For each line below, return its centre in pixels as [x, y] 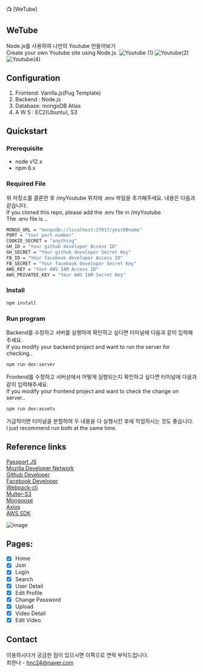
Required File [26, 184]
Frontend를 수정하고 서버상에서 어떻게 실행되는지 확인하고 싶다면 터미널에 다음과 [101, 377]
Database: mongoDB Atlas [48, 106]
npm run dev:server [31, 364]
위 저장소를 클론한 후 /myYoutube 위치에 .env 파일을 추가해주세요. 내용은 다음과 [101, 198]
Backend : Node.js [38, 99]
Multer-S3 [19, 494]
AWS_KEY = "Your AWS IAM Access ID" [52, 269]
